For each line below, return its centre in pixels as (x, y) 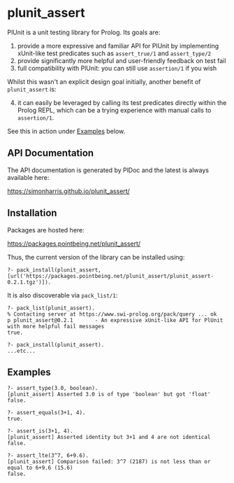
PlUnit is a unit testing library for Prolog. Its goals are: (84, 32)
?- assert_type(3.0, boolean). (53, 388)
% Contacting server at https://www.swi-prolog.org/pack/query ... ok (112, 314)
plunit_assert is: (32, 89)
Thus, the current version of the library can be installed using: (96, 257)
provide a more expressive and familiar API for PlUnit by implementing (118, 45)
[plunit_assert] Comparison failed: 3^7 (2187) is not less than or (109, 462)
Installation (32, 213)
